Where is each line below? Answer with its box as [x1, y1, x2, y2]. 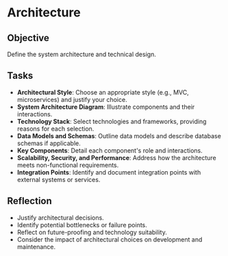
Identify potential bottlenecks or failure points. [16, 220, 147, 229]
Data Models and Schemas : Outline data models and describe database [16, 131, 221, 140]
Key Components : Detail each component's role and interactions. [16, 146, 203, 155]
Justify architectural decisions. [16, 214, 104, 222]
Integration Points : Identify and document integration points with [16, 168, 201, 176]
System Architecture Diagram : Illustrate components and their [16, 103, 195, 111]
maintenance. [16, 242, 56, 251]
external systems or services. [16, 175, 101, 183]
